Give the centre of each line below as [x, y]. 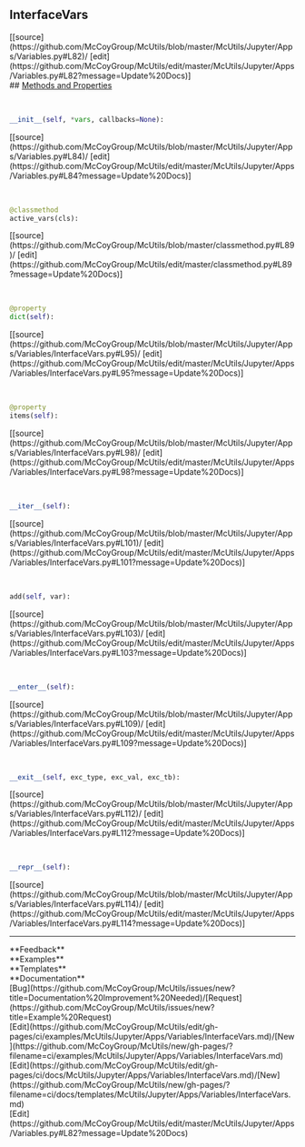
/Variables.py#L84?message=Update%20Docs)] [101, 176]
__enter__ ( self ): [42, 687]
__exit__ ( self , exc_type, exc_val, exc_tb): [95, 777]
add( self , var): [40, 596]
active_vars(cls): [44, 218]
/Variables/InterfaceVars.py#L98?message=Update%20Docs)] [127, 471]
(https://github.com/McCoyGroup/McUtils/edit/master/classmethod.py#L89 [151, 265]
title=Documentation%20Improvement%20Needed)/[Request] [126, 998]
